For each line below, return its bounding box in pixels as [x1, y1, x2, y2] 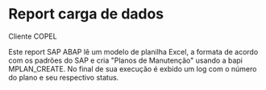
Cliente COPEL [8, 31, 58, 41]
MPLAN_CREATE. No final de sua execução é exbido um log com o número [8, 63, 257, 73]
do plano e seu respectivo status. [8, 72, 119, 82]
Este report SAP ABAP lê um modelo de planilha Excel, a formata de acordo [8, 47, 259, 56]
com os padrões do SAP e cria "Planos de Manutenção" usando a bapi [8, 55, 243, 65]
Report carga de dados [8, 5, 164, 23]
